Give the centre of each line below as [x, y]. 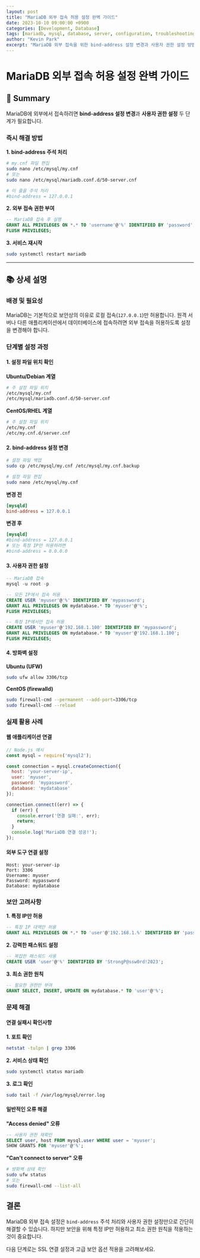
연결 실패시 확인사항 [29, 1023]
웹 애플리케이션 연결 [29, 737]
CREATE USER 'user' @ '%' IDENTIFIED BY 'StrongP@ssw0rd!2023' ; [85, 962]
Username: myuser [28, 876]
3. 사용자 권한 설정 [27, 565]
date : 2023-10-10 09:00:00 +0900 [48, 23]
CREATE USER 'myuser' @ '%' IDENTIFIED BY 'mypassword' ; [76, 600]
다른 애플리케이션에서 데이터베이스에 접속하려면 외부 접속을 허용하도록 [98, 322]
